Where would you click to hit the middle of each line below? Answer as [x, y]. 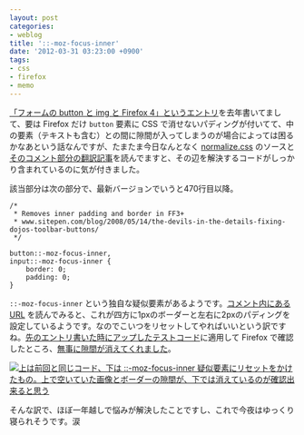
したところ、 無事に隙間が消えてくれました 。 [93, 348]
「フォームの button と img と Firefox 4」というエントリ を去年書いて [137, 112]
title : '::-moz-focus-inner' [64, 43]
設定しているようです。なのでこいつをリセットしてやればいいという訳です [148, 326]
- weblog [26, 35]
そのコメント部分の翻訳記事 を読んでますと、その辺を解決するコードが [140, 158]
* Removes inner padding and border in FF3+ [98, 213]
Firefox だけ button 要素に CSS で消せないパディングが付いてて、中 [169, 124]
